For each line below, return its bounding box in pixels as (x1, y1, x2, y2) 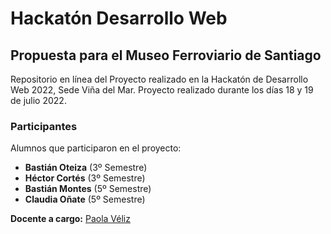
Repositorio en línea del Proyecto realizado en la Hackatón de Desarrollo (10, 73, 309, 85)
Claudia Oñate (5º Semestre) (24, 193, 146, 206)
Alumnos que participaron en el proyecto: (10, 142, 182, 154)
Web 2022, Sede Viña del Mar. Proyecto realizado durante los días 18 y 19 (10, 84, 314, 96)
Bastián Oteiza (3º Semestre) (24, 162, 148, 174)
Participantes (10, 119, 78, 133)
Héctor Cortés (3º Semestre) (24, 172, 146, 184)
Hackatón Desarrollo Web (10, 7, 228, 30)
